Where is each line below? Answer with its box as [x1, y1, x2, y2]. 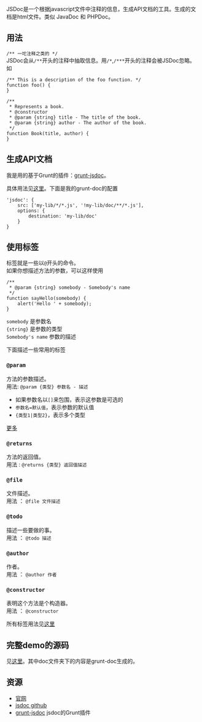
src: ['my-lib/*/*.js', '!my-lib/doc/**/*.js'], [17, 202, 144, 208]
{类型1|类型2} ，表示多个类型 [15, 411, 86, 418]
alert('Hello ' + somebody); [17, 300, 92, 307]
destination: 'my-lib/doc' [28, 213, 98, 219]
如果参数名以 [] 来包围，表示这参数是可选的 [15, 396, 124, 403]
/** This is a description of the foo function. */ [6, 76, 141, 83]
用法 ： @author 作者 [6, 570, 57, 578]
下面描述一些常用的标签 [6, 346, 66, 353]
